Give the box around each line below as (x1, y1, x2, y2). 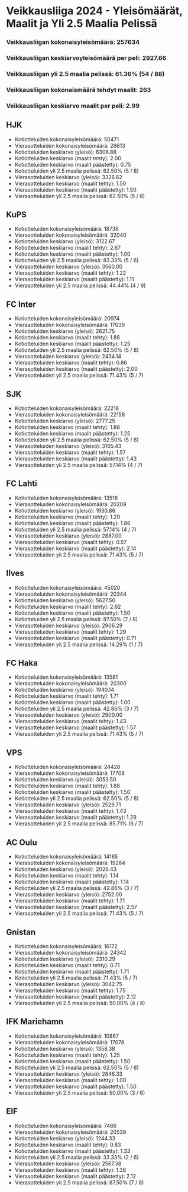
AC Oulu (6, 837, 37, 847)
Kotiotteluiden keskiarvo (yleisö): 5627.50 (14, 596, 116, 603)
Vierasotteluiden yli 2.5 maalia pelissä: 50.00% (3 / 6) (14, 1089, 145, 1096)
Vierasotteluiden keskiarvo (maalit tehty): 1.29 (14, 628, 127, 635)
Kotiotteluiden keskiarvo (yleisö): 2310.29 (14, 955, 116, 962)
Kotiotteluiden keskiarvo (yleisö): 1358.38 (14, 1045, 115, 1052)
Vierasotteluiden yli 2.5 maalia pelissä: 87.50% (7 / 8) (14, 1179, 144, 1186)
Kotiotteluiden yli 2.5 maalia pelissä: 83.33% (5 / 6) (14, 257, 139, 264)
